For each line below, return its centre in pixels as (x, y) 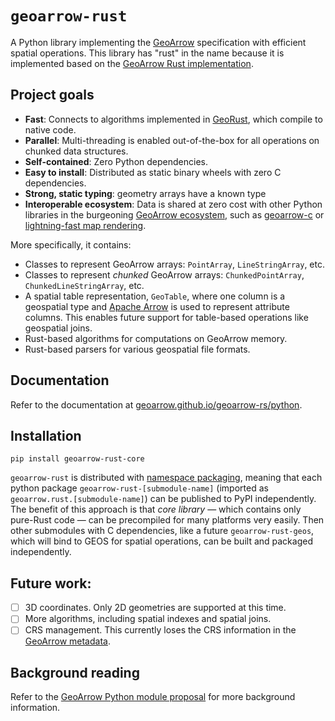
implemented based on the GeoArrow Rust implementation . (132, 63)
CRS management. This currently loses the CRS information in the (160, 630)
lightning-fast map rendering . (85, 225)
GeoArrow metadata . (67, 641)
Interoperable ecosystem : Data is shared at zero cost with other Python (173, 204)
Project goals (52, 95)
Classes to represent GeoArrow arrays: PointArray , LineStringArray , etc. (174, 264)
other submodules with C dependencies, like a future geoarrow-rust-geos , (162, 531)
